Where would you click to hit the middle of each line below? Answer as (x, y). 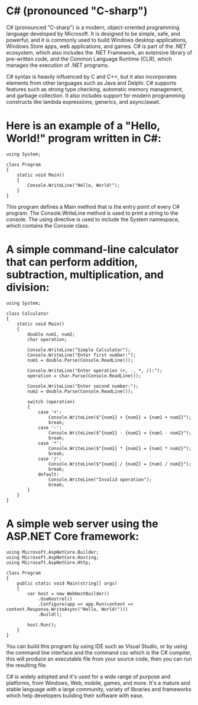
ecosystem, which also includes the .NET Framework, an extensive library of (99, 52)
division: (28, 287)
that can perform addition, (72, 262)
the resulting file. (27, 665)
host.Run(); (42, 625)
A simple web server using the (82, 524)
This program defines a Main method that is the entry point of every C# (93, 206)
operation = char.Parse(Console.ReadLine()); (85, 376)
